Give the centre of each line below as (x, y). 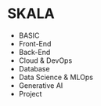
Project (30, 93)
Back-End (34, 52)
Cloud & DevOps (45, 60)
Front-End (35, 43)
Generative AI (41, 85)
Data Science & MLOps (56, 77)
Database (34, 68)
